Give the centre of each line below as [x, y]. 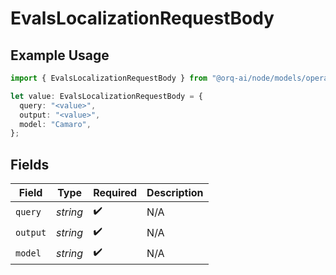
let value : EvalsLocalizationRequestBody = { [106, 96]
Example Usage [60, 55]
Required [115, 193]
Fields [30, 164]
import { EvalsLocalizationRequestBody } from [109, 78]
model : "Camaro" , [55, 124]
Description [175, 193]
